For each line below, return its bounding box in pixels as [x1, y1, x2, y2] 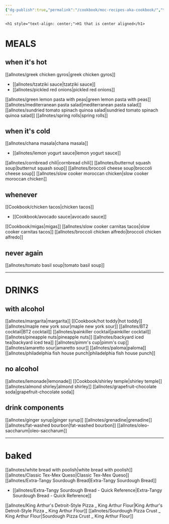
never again [5, 249, 43, 257]
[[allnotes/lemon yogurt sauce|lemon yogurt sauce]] [12, 150, 121, 156]
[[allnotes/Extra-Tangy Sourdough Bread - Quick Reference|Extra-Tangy [12, 487, 162, 493]
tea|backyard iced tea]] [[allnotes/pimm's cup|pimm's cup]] [5, 339, 129, 345]
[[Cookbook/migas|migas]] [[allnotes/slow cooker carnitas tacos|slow [5, 223, 150, 229]
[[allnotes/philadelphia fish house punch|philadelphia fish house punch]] [5, 350, 155, 356]
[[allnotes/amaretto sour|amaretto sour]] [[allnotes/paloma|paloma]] [5, 345, 146, 351]
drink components [5, 403, 64, 412]
